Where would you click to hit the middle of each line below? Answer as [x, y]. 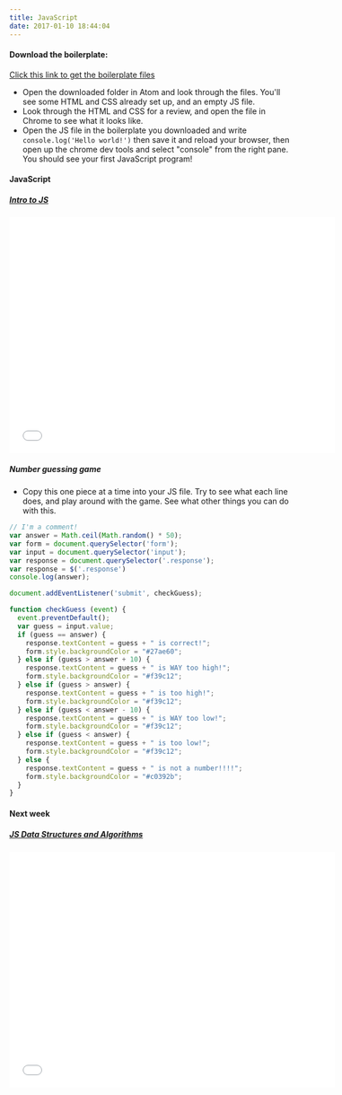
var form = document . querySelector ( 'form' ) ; [94, 544]
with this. [39, 511]
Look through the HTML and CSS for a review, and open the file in [144, 111]
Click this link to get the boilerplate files [82, 74]
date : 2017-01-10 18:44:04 [60, 26]
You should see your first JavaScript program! [107, 159]
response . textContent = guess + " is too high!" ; [120, 693]
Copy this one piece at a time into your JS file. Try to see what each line [155, 492]
